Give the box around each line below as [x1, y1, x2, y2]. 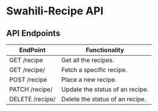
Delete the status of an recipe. [61, 95, 147, 103]
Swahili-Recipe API [6, 4, 104, 18]
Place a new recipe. [61, 76, 117, 83]
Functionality [85, 46, 124, 54]
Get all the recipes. [61, 56, 114, 64]
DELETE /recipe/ [9, 95, 56, 103]
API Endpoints [6, 28, 61, 38]
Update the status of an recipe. [61, 85, 149, 94]
